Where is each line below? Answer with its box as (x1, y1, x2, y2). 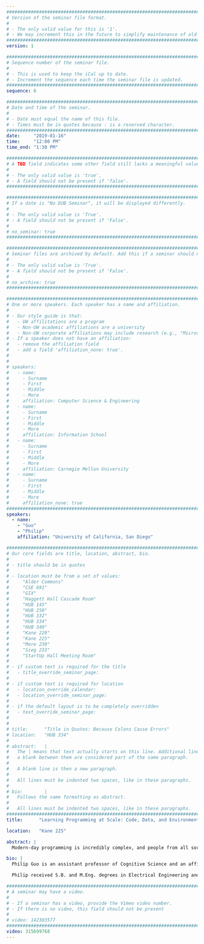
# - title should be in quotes (6, 562, 86, 568)
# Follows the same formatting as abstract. (6, 794, 126, 800)
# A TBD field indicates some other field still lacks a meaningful (6, 161, 183, 167)
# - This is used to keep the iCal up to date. (6, 71, 129, 77)
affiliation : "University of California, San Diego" (17, 534, 154, 540)
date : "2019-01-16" (6, 133, 67, 139)
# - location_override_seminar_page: (6, 692, 107, 698)
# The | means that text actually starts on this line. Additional (6, 749, 186, 755)
